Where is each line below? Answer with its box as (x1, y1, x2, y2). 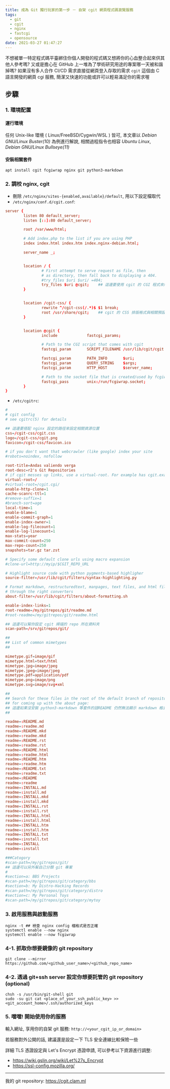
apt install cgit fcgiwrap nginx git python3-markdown (5, 168, 123, 173)
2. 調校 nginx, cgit (5, 181, 50, 188)
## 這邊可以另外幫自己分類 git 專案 (5, 864, 72, 870)
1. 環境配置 (5, 107, 31, 114)
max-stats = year (5, 534, 37, 539)
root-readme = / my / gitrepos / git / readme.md (5, 607, 92, 613)
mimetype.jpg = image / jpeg (5, 663, 58, 668)
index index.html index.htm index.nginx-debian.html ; (23, 241, 139, 246)
